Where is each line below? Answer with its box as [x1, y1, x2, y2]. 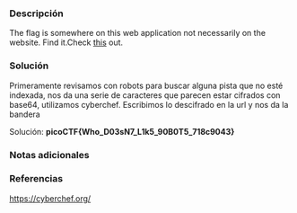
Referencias [9, 173, 64, 185]
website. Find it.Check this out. [9, 37, 124, 48]
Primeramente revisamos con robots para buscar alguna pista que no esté [9, 80, 284, 91]
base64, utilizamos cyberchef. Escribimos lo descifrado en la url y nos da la [9, 99, 289, 110]
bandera [9, 109, 40, 120]
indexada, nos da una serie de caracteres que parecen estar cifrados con [9, 89, 281, 101]
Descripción [9, 7, 65, 20]
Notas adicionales [9, 148, 90, 161]
